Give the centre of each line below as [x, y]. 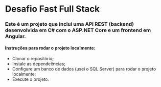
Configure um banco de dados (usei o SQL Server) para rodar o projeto [84, 69]
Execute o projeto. [31, 79]
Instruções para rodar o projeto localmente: [50, 48]
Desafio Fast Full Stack [52, 9]
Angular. [15, 36]
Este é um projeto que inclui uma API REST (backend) [69, 24]
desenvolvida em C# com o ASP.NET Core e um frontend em [78, 30]
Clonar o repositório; [33, 59]
